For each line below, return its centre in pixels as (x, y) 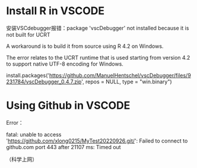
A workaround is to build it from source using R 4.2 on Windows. (85, 46)
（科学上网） (22, 159)
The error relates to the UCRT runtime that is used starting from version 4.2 (98, 57)
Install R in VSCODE (55, 11)
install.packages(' (28, 75)
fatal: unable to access (34, 134)
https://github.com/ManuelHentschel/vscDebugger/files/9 (120, 75)
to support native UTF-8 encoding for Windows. (65, 64)
